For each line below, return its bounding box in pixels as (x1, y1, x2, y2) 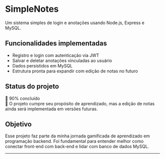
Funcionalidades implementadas (5, 39, 107, 48)
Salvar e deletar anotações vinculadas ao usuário (12, 58, 112, 64)
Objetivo (5, 120, 32, 128)
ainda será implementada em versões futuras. (5, 106, 98, 112)
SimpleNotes (5, 3, 59, 15)
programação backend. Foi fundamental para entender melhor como (5, 138, 144, 144)
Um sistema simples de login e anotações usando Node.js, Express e (5, 20, 145, 26)
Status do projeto (5, 82, 59, 91)
